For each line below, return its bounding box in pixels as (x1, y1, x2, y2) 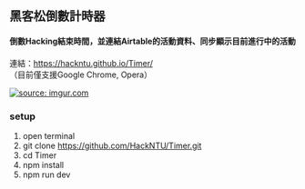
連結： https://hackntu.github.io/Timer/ (9, 57, 153, 68)
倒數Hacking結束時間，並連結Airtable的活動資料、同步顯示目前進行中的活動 (9, 35, 296, 46)
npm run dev (22, 169, 71, 180)
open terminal (22, 130, 76, 141)
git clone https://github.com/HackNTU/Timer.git (22, 140, 202, 151)
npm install (22, 159, 65, 170)
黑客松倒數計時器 (9, 8, 106, 25)
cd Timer (22, 149, 57, 161)
